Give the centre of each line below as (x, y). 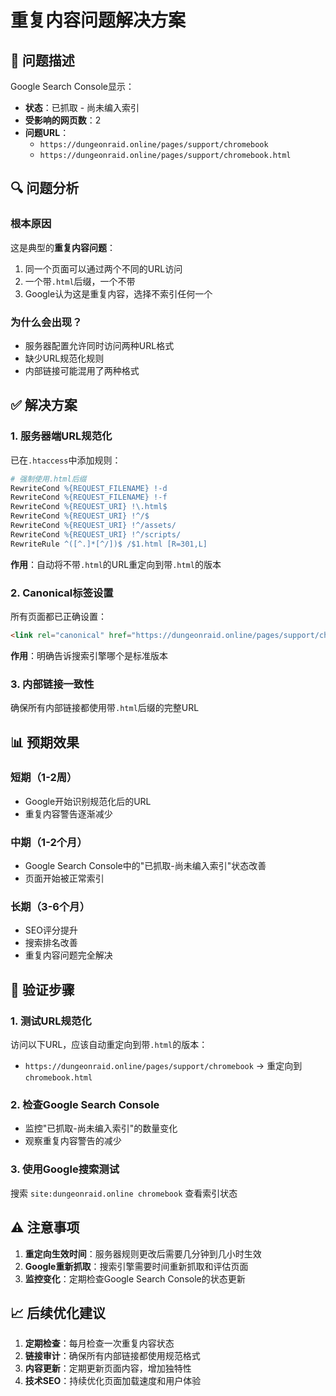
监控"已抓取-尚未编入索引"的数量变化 (101, 1128)
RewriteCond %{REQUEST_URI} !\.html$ (89, 507)
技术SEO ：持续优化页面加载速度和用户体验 (113, 1381)
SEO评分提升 (51, 930)
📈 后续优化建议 (58, 1312)
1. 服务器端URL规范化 (61, 436)
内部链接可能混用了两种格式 (82, 370)
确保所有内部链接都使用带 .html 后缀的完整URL (105, 708)
